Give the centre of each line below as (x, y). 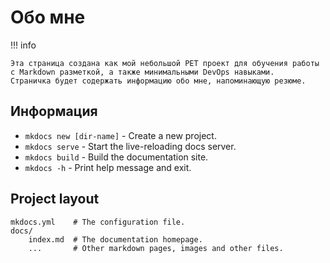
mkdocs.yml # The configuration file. (98, 222)
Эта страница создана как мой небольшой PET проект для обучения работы (165, 63)
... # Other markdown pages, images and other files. (156, 248)
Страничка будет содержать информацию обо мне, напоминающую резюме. (158, 81)
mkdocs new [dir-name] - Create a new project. (120, 135)
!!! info (23, 45)
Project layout (55, 199)
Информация (54, 111)
